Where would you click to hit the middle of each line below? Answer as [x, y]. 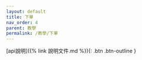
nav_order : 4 [22, 22]
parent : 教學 [21, 28]
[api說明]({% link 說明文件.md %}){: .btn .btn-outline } [71, 51]
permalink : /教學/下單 [32, 34]
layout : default [26, 11]
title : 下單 [20, 17]
